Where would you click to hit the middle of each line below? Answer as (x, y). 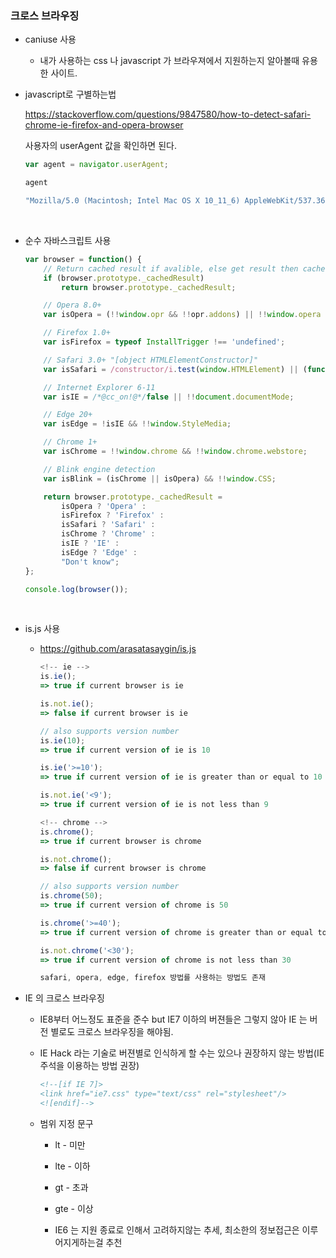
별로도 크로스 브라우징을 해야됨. (112, 1032)
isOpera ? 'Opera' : (104, 506)
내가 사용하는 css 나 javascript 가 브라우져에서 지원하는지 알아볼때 (169, 61)
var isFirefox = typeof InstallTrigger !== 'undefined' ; (164, 342)
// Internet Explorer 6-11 (99, 387)
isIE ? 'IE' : (90, 543)
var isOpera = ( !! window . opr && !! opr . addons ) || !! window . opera (182, 315)
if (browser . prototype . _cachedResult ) (124, 278)
